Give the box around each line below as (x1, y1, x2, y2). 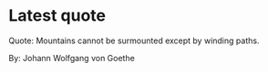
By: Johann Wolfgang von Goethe (8, 52, 136, 63)
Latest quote (8, 5, 107, 26)
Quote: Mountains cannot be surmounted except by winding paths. (8, 35, 260, 46)
